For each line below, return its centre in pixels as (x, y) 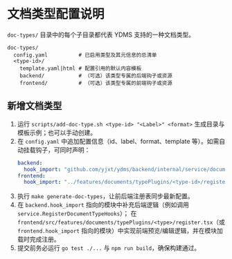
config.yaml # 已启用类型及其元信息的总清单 (85, 55)
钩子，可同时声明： (63, 150)
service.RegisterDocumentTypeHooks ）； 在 (77, 213)
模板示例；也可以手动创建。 (57, 133)
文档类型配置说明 (56, 14)
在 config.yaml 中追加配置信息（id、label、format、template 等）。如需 (118, 141)
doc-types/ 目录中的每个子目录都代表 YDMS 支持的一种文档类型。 (101, 35)
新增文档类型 (35, 106)
